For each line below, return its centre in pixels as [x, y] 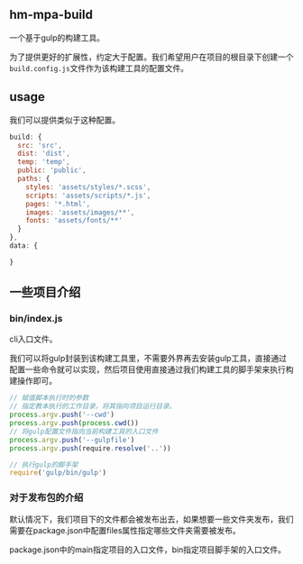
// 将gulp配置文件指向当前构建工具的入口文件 [84, 432]
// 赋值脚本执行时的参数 [49, 398]
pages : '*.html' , [58, 204]
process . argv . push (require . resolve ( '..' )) [90, 448]
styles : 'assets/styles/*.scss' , [88, 187]
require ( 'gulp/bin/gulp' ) [58, 473]
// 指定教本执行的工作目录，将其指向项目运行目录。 [92, 406]
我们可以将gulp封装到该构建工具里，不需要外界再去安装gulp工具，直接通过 [148, 359]
